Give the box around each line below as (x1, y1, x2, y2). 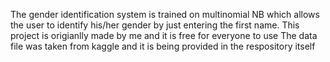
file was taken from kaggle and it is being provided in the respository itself (10, 40, 316, 52)
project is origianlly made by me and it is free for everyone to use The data (10, 30, 318, 41)
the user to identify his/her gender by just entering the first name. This (10, 19, 300, 31)
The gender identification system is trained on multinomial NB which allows (10, 9, 320, 20)
